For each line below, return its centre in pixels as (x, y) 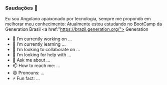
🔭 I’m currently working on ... (42, 39)
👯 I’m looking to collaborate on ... (46, 50)
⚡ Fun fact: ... (26, 79)
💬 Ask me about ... (31, 60)
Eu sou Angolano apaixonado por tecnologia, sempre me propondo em (78, 19)
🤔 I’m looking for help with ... (42, 55)
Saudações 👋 (21, 8)
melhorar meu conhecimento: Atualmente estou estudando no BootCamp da (84, 24)
